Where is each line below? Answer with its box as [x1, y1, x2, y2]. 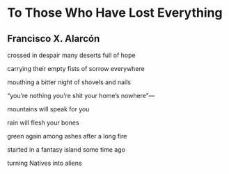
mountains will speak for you [7, 105, 90, 113]
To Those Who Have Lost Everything [7, 5, 223, 21]
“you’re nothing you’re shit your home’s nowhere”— [7, 92, 155, 100]
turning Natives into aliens [7, 159, 82, 167]
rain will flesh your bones [7, 118, 79, 127]
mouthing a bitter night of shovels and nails [7, 78, 131, 86]
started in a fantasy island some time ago [7, 145, 125, 154]
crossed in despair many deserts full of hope [7, 51, 136, 59]
